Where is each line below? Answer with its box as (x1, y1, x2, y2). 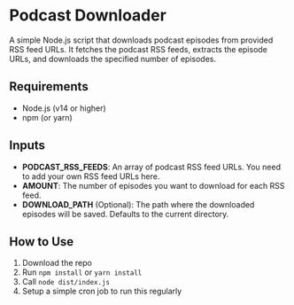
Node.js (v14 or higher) (21, 103, 106, 113)
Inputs (9, 138, 46, 153)
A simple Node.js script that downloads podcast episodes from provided (9, 35, 274, 45)
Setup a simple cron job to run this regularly (21, 285, 182, 297)
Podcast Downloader (9, 5, 166, 26)
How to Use (9, 234, 74, 249)
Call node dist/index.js (21, 277, 111, 287)
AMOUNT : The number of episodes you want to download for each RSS (21, 180, 285, 191)
